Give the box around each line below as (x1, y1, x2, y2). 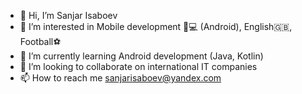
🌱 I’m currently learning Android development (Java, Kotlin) (19, 50, 264, 62)
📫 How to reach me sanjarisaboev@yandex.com (19, 72, 222, 84)
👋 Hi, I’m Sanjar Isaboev (19, 10, 118, 21)
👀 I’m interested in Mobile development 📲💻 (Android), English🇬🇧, (19, 21, 293, 32)
